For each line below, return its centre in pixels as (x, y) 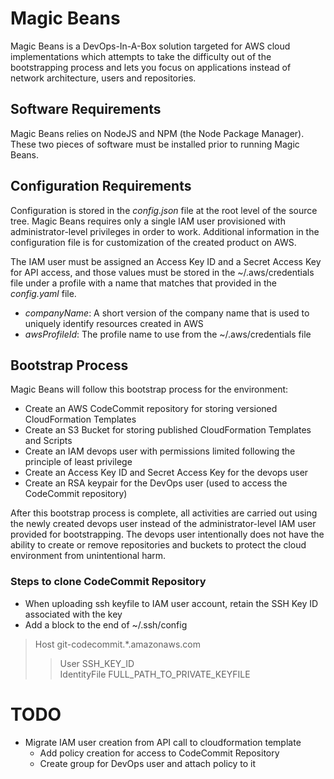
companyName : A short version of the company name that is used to (167, 313)
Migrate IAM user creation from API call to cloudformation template (163, 742)
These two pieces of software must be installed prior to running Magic (155, 144)
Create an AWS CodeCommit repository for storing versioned (151, 409)
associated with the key (73, 614)
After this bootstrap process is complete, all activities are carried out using (164, 513)
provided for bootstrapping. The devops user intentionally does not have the (167, 534)
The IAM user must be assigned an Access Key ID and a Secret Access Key (166, 261)
